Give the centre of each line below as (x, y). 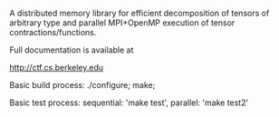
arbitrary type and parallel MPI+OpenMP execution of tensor (122, 23)
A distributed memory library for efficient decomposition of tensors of (139, 13)
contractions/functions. (53, 32)
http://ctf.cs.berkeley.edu (57, 68)
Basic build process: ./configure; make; (82, 85)
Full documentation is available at (72, 50)
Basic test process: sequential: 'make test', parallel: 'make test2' (129, 102)
